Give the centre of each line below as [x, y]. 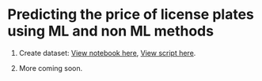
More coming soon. [51, 68]
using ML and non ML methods [111, 31]
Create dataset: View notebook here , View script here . [107, 53]
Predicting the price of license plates [131, 15]
